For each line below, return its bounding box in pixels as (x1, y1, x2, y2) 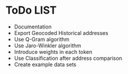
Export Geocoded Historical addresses (14, 29, 109, 36)
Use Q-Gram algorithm (14, 36, 70, 43)
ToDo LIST (5, 4, 57, 17)
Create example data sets (14, 60, 77, 68)
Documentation (14, 23, 52, 30)
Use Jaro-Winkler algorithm (14, 42, 81, 49)
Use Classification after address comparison (14, 54, 122, 62)
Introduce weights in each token (14, 48, 93, 55)
